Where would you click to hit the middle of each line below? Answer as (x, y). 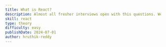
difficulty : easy (23, 28)
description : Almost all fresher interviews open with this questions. (80, 14)
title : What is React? (28, 10)
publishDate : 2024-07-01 (31, 32)
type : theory (19, 23)
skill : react (19, 19)
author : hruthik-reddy (28, 37)
